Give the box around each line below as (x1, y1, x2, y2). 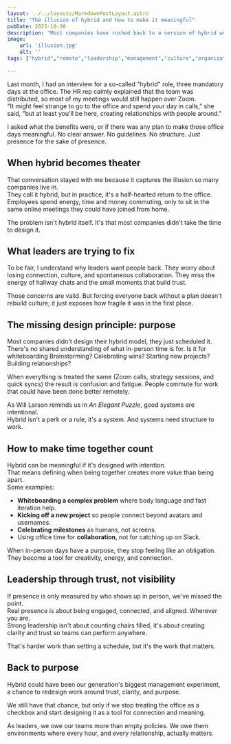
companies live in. (7, 183, 58, 191)
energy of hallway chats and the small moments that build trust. (7, 279, 187, 287)
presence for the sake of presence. (7, 137, 107, 145)
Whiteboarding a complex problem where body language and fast (16, 496, 207, 504)
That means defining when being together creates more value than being (7, 468, 214, 476)
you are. (7, 614, 31, 622)
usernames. (16, 519, 52, 526)
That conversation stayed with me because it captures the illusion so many (7, 175, 219, 183)
